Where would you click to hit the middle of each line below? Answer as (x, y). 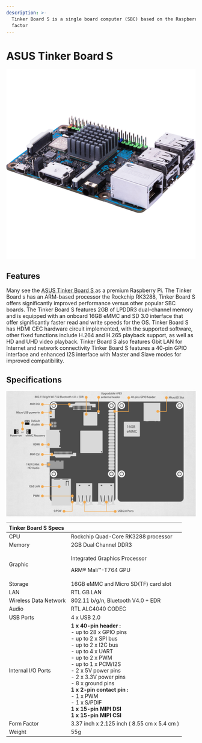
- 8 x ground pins (93, 683)
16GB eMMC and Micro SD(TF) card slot (121, 583)
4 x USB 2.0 (86, 617)
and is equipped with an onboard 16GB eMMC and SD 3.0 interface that (95, 316)
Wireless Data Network (37, 601)
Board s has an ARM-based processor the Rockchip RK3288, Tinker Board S (101, 297)
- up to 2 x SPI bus (94, 638)
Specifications (34, 380)
